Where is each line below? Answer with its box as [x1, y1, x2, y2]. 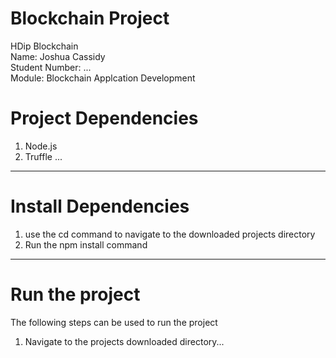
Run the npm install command [24, 238, 148, 251]
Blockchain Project [10, 7, 170, 30]
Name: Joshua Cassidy [10, 50, 106, 62]
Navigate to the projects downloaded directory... [24, 335, 225, 347]
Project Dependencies [10, 107, 199, 130]
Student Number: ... [10, 61, 92, 73]
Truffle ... [24, 150, 63, 162]
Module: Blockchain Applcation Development [10, 72, 196, 84]
